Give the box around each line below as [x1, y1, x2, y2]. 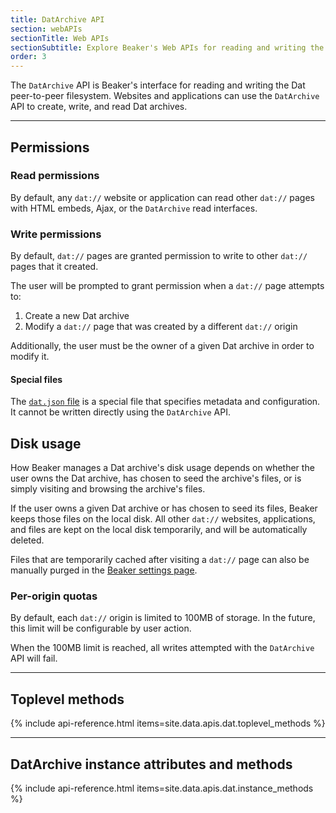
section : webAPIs [10, 24, 83, 34]
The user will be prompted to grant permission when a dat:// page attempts [10, 280, 325, 292]
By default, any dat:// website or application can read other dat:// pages [10, 191, 315, 203]
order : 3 [10, 52, 47, 62]
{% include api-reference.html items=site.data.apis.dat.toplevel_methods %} [10, 717, 326, 730]
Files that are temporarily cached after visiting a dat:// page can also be [10, 554, 310, 566]
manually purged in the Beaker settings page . [10, 564, 198, 576]
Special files [10, 373, 63, 385]
